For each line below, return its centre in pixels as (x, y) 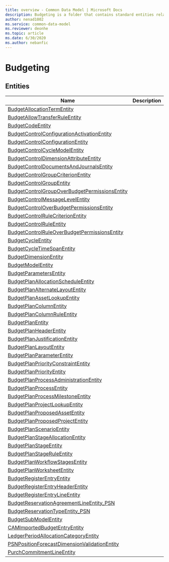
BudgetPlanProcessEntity (38, 388)
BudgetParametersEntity (37, 273)
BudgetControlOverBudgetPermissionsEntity (60, 208)
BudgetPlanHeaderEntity (37, 330)
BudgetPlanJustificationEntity (43, 339)
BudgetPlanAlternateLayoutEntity (47, 289)
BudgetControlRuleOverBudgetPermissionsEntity (66, 232)
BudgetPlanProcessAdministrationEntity (55, 380)
